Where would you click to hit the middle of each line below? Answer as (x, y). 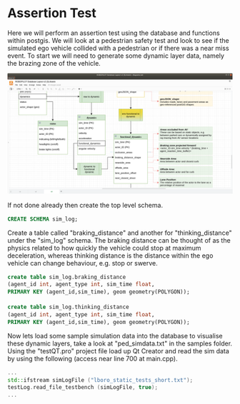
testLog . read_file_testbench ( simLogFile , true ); (83, 388)
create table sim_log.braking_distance (67, 277)
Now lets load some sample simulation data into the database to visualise (115, 335)
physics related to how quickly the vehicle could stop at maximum (104, 248)
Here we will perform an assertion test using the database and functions (114, 33)
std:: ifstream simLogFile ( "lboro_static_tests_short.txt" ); (100, 380)
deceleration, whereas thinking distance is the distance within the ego (110, 256)
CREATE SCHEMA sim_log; (43, 219)
